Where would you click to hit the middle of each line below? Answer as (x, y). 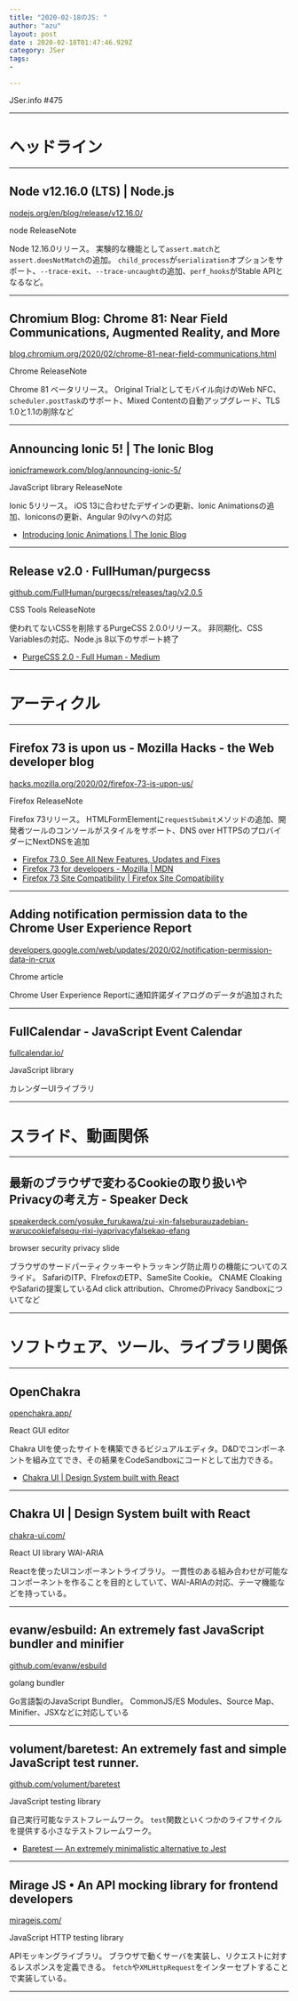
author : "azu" (35, 26)
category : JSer (37, 51)
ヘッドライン (56, 147)
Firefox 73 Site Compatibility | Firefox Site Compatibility (123, 878)
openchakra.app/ (41, 1413)
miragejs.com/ (35, 1920)
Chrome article (36, 976)
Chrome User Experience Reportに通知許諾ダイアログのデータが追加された (146, 995)
